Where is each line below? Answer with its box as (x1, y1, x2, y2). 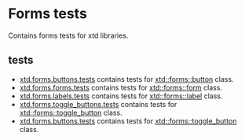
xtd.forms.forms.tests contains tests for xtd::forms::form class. (19, 83, 222, 92)
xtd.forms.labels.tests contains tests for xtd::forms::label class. (19, 91, 223, 101)
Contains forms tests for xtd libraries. (8, 31, 129, 40)
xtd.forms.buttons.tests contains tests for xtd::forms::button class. (19, 74, 234, 83)
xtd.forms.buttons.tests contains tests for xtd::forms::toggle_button (19, 116, 237, 126)
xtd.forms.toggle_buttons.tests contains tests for (19, 99, 177, 109)
